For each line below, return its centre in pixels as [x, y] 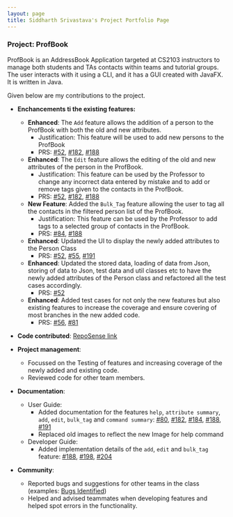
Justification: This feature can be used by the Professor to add [128, 218]
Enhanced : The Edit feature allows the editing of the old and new [122, 159]
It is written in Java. [35, 82]
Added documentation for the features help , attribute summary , [129, 412]
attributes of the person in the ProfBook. [86, 167]
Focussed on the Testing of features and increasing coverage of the [125, 362]
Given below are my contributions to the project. [77, 95]
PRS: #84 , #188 [60, 233]
